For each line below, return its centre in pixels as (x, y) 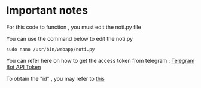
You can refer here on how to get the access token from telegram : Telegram (100, 60)
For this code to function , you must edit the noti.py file (74, 27)
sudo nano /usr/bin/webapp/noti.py (51, 49)
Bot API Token (24, 67)
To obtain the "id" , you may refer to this (55, 78)
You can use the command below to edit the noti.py (70, 38)
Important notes (47, 10)
